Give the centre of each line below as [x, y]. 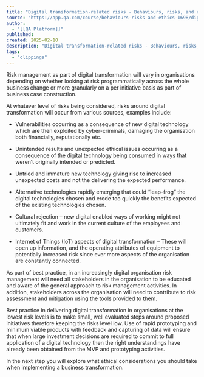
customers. [29, 230]
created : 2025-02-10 [32, 40]
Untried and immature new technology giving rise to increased [93, 174]
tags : [13, 52]
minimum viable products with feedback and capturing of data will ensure [98, 329]
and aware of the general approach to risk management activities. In [92, 285]
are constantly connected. [48, 261]
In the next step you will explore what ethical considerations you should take [102, 361]
